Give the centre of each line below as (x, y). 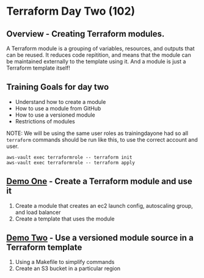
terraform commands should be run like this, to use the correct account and (102, 139)
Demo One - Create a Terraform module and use (99, 181)
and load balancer (38, 212)
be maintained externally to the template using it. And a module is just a (96, 61)
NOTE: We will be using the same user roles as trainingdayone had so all (97, 133)
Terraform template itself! (38, 68)
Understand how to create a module (60, 101)
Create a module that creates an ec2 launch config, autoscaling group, (104, 205)
